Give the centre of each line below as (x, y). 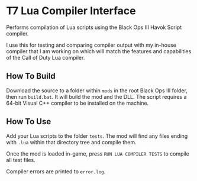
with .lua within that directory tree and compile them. (72, 142)
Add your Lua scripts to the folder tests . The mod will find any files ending (97, 136)
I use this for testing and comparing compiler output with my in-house (91, 45)
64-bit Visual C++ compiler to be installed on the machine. (77, 103)
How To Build (31, 76)
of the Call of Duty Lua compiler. (46, 57)
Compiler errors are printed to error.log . (56, 171)
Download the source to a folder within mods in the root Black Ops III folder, (97, 90)
